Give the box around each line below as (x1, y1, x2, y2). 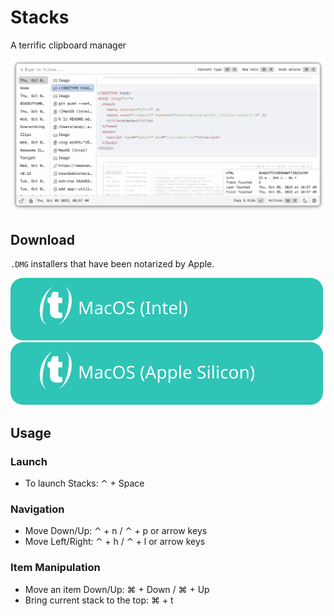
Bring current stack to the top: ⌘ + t (24, 594, 174, 606)
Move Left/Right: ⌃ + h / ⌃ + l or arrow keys (24, 536, 206, 548)
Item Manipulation (10, 561, 101, 575)
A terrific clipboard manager (10, 39, 127, 51)
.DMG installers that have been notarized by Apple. (10, 258, 215, 270)
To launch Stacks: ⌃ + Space (24, 477, 145, 490)
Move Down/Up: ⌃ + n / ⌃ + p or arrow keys (24, 525, 208, 537)
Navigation (10, 502, 65, 516)
